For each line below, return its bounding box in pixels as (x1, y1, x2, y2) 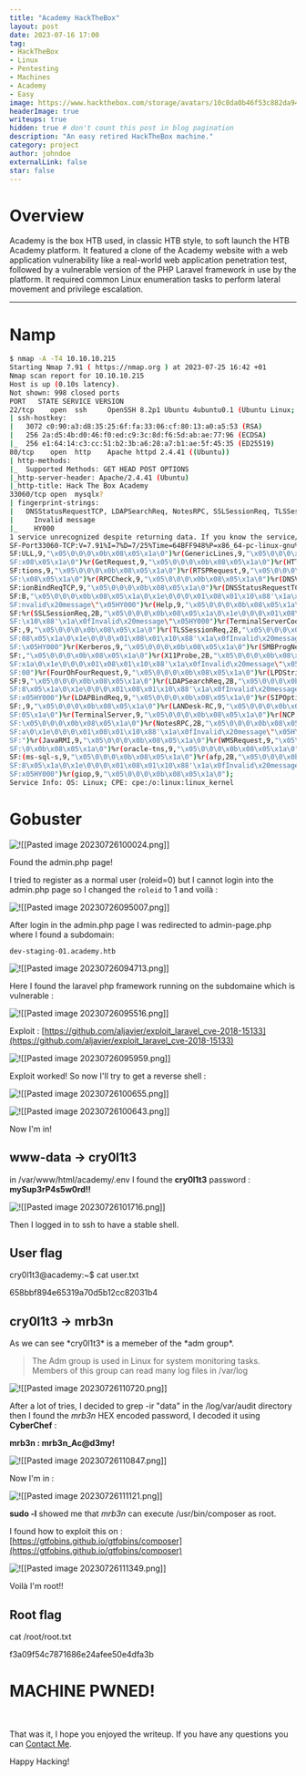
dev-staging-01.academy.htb (9, 946, 117, 955)
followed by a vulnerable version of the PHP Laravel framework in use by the (9, 264, 297, 275)
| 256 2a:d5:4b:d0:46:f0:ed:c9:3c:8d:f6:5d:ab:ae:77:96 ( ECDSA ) (9, 430, 267, 440)
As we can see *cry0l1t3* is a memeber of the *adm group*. (9, 1337, 235, 1349)
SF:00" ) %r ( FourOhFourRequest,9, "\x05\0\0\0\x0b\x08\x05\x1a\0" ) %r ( (9, 667, 271, 677)
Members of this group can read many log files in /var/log (31, 1365, 249, 1377)
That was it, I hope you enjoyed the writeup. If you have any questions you (9, 1729, 289, 1740)
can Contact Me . (9, 1739, 72, 1749)
